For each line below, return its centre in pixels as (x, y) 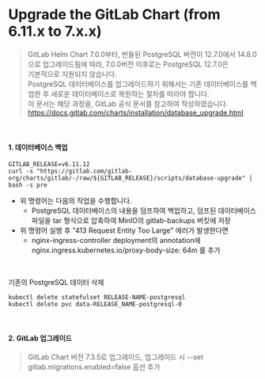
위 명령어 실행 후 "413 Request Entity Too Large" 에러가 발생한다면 (124, 230)
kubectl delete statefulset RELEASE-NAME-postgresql (97, 298)
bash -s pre (28, 185)
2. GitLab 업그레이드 (40, 338)
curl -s (21, 172)
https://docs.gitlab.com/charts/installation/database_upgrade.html (135, 112)
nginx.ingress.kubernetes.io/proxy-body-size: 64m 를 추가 (126, 250)
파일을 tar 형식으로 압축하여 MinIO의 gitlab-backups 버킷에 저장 (131, 221)
